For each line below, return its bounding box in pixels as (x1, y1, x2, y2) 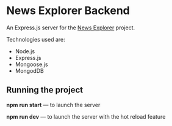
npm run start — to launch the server (6, 101, 101, 108)
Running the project (6, 85, 84, 95)
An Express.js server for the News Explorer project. (6, 24, 135, 31)
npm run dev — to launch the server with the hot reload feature (6, 113, 166, 120)
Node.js (15, 47, 35, 55)
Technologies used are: (6, 35, 65, 43)
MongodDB (15, 67, 44, 74)
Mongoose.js (15, 61, 48, 68)
